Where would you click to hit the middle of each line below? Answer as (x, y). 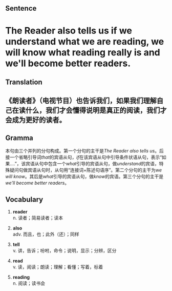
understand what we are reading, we (85, 41)
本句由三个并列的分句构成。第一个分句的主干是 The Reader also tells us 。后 (84, 151)
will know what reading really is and (83, 52)
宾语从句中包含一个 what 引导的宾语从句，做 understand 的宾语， (92, 164)
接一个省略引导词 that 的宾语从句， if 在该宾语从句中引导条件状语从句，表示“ (84, 157)
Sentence (21, 8)
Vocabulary (24, 199)
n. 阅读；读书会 (29, 283)
